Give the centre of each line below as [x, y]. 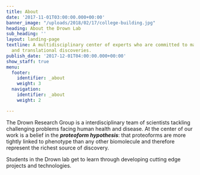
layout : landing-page [33, 39]
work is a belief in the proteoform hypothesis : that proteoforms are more [96, 135]
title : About [22, 12]
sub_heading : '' [26, 34]
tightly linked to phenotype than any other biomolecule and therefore [90, 141]
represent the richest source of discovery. [58, 148]
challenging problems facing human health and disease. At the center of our [99, 129]
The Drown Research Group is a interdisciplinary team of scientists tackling [98, 122]
